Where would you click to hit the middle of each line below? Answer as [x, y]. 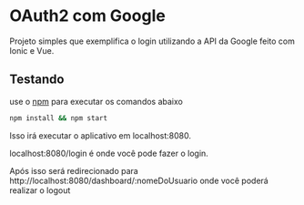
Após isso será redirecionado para [74, 170]
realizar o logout [40, 190]
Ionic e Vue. [32, 50]
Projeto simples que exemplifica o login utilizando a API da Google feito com [152, 41]
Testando [37, 80]
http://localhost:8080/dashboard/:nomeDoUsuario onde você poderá [139, 180]
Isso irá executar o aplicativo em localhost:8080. [100, 135]
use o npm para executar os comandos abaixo [96, 101]
